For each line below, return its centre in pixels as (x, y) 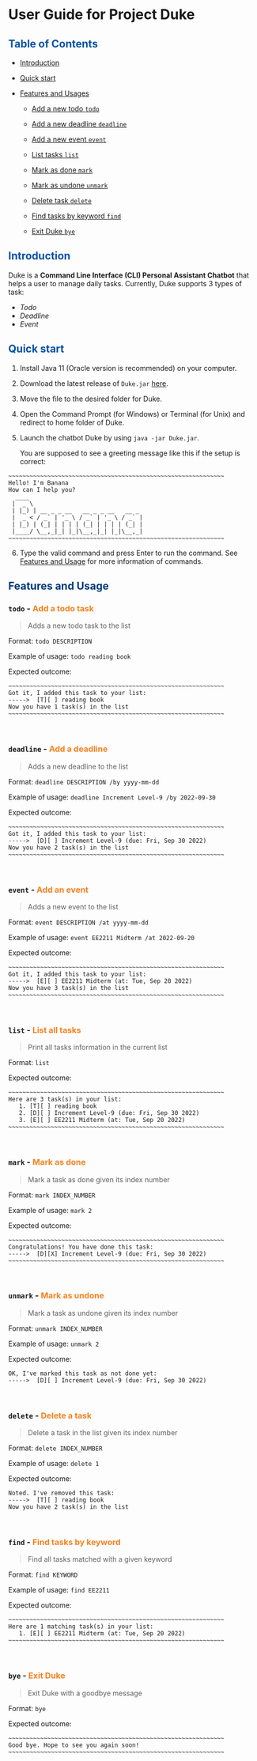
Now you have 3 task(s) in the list (68, 988)
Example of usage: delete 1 (54, 1464)
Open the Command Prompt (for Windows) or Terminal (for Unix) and (132, 414)
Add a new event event (69, 139)
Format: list (29, 1063)
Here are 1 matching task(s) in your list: (81, 1627)
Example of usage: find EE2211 (59, 1590)
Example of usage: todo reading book (70, 656)
